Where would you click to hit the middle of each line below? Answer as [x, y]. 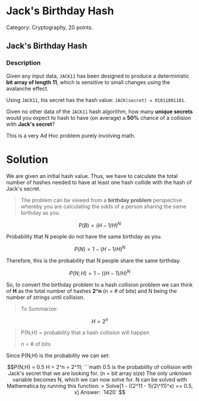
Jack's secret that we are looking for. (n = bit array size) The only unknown [100, 373]
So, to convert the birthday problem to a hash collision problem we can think [99, 284]
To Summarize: [39, 308]
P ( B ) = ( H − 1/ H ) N [100, 225]
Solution [27, 159]
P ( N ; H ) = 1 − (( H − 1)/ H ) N [100, 272]
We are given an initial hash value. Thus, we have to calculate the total [92, 176]
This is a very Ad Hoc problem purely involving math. [71, 135]
